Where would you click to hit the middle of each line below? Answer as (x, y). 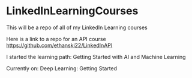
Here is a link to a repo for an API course (56, 39)
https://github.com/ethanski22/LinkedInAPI (59, 45)
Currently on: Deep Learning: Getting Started (62, 68)
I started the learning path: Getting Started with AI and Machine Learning (96, 57)
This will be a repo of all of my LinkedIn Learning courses (77, 27)
